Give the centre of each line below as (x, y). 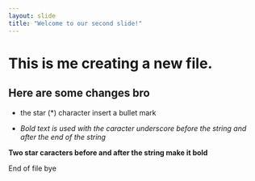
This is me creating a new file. (111, 63)
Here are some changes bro (79, 93)
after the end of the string (63, 137)
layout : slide (32, 16)
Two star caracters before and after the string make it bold (108, 152)
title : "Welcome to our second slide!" (75, 23)
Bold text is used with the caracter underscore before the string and (133, 128)
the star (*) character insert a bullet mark (88, 112)
